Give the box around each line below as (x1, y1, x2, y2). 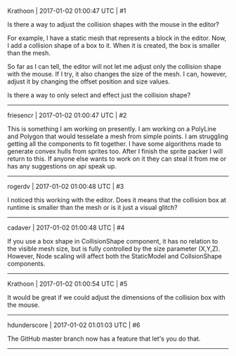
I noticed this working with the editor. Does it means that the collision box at (7, 196, 227, 204)
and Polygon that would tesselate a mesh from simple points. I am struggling (7, 132, 228, 140)
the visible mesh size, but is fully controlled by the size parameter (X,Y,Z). (7, 244, 221, 253)
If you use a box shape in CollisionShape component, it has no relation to (7, 237, 218, 245)
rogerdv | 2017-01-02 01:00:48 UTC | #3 (7, 183, 124, 190)
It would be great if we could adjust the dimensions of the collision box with (7, 294, 226, 301)
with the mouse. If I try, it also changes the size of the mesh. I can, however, (7, 70, 227, 78)
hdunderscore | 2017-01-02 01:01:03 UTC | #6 (7, 321, 140, 329)
